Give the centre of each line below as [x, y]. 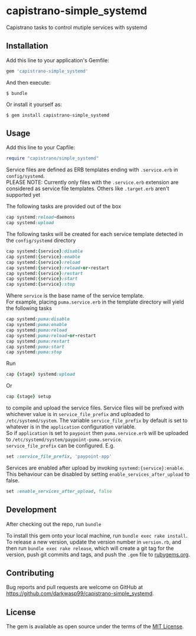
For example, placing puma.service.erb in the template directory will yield [95, 302]
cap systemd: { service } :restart [45, 273]
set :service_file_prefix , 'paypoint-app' [59, 457]
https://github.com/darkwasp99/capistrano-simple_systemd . [80, 593]
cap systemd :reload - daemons [41, 218]
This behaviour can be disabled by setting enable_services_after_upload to [98, 474]
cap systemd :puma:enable [37, 325]
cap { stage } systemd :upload [41, 375]
